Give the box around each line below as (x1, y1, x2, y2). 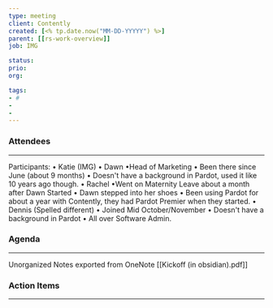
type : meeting (8, 11, 57, 20)
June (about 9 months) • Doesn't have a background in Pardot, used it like (8, 170, 258, 180)
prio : (8, 64, 27, 73)
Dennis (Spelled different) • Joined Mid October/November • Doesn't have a (8, 204, 264, 215)
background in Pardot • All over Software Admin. (8, 213, 172, 223)
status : (8, 57, 35, 65)
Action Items (8, 280, 60, 291)
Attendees (8, 135, 51, 147)
